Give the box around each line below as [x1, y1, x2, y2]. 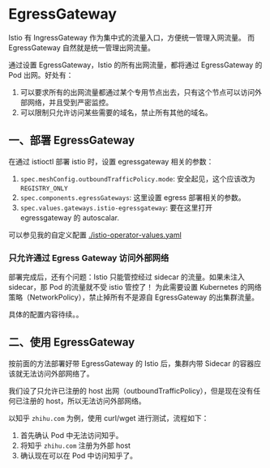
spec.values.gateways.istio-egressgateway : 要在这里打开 [19, 202, 213, 212]
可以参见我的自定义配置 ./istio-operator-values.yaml [8, 230, 182, 240]
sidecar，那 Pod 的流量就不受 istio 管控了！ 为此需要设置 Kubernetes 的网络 [8, 283, 262, 292]
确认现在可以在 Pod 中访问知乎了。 [19, 450, 138, 460]
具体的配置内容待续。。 [8, 309, 84, 320]
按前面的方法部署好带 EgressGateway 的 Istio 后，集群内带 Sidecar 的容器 [8, 358, 255, 368]
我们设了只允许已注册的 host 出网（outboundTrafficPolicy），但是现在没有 [8, 385, 254, 395]
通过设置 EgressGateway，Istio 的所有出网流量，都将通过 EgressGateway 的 [8, 60, 263, 70]
